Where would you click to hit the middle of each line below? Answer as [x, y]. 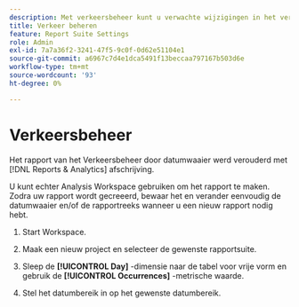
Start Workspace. [54, 232]
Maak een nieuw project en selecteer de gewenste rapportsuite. [139, 248]
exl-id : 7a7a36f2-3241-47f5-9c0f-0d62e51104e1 [97, 51]
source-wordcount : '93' [53, 75]
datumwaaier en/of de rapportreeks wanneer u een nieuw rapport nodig [141, 205]
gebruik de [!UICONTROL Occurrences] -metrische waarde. [133, 275]
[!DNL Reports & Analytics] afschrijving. [82, 169]
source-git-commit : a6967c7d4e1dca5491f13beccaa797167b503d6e [127, 59]
